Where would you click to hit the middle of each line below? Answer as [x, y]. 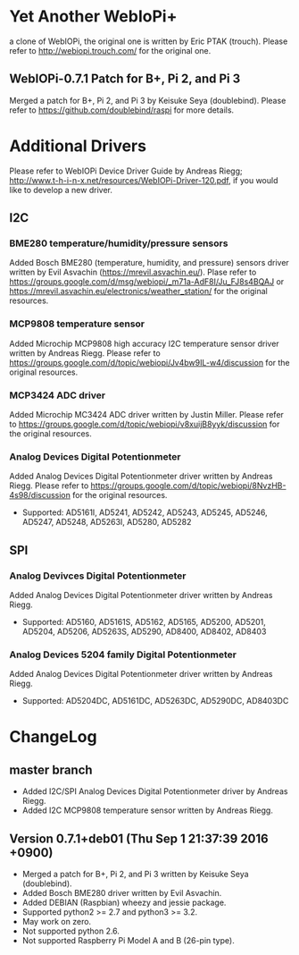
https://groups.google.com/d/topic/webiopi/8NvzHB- [188, 486]
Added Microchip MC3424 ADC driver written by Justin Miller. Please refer [146, 414]
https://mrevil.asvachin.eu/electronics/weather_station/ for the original [138, 292]
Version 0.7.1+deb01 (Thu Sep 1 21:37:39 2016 [139, 838]
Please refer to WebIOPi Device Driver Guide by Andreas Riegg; [126, 171]
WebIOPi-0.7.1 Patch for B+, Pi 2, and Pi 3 [125, 79]
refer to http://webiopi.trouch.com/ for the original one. [110, 50]
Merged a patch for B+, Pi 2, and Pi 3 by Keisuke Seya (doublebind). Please [148, 100]
